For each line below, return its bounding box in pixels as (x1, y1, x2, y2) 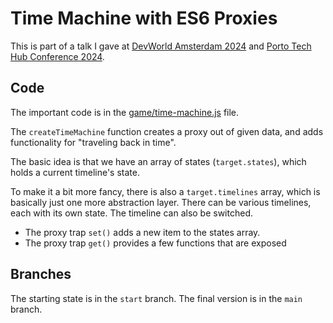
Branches (10, 266, 72, 283)
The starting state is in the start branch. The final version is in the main (10, 292, 303, 304)
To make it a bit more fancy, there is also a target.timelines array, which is (10, 185, 321, 197)
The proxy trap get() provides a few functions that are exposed (24, 237, 287, 249)
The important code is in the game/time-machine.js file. (10, 106, 240, 118)
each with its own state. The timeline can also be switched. (10, 207, 254, 219)
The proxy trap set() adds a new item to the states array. (24, 226, 261, 238)
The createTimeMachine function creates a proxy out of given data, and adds (10, 125, 324, 137)
